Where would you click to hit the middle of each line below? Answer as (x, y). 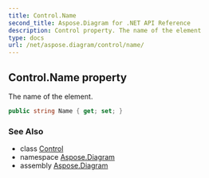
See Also (26, 131)
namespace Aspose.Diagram (67, 157)
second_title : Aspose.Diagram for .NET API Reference (100, 23)
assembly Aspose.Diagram (64, 166)
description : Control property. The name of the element (105, 30)
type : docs (26, 38)
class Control (41, 149)
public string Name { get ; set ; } (66, 111)
